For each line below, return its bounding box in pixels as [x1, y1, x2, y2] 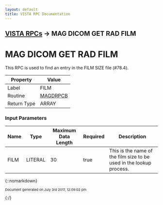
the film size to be [109, 153, 150, 160]
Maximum [52, 127, 76, 134]
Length [56, 139, 73, 146]
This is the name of [109, 147, 153, 154]
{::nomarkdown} [5, 178, 38, 184]
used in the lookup [109, 160, 151, 166]
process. [109, 165, 130, 172]
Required [83, 133, 105, 140]
